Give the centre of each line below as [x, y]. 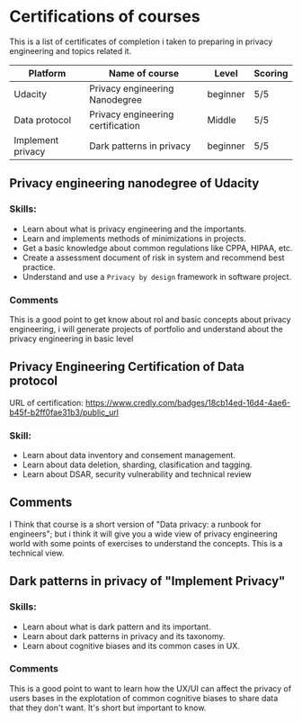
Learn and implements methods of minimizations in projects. [134, 238]
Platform [47, 73]
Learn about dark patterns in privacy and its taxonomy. [124, 636]
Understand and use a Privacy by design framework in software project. [157, 276]
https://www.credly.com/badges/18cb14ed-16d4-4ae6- [188, 402]
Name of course [144, 73]
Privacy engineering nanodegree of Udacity [134, 183]
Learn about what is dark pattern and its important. [116, 627]
